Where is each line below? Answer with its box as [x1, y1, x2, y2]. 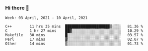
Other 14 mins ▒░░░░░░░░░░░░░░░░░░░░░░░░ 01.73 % [5, 41, 143, 46]
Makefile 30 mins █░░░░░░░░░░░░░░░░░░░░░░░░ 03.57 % [5, 33, 143, 38]
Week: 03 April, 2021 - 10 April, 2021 [5, 16, 88, 21]
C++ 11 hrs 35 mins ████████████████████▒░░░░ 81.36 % [5, 24, 143, 29]
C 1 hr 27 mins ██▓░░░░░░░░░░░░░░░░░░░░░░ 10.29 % [5, 28, 143, 33]
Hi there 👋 [5, 4, 30, 11]
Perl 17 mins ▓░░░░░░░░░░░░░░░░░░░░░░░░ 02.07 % [5, 37, 143, 42]
